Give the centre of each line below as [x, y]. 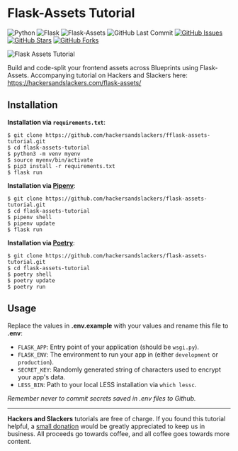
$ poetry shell [30, 274]
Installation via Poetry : [41, 243]
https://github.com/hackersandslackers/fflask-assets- [128, 135]
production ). [36, 362]
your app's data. [41, 377]
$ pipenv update [31, 223]
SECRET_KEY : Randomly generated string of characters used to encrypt [119, 369]
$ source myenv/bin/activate [50, 160]
